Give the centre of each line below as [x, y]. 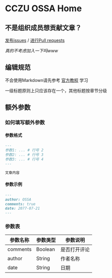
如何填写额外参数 [25, 122]
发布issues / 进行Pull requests [35, 40]
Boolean [46, 249]
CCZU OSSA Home [43, 9]
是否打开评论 [75, 250]
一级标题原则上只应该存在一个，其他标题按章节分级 [56, 90]
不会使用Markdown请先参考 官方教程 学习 [47, 80]
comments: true [20, 204]
